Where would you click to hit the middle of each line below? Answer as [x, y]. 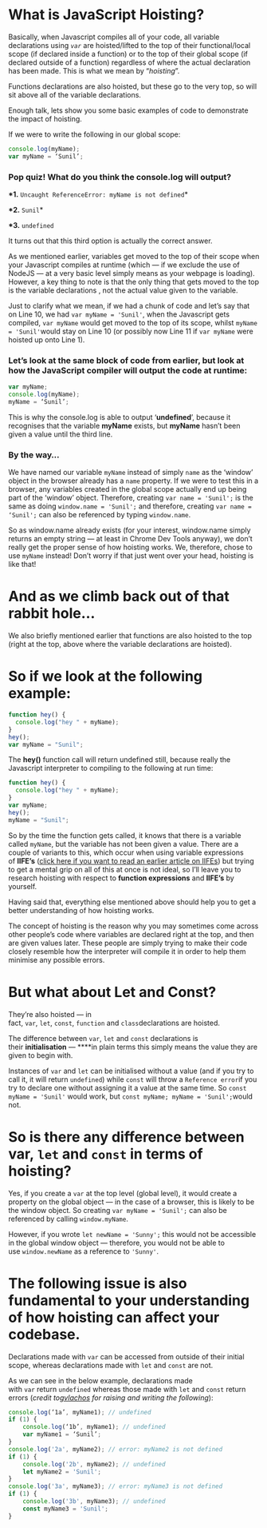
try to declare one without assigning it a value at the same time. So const [128, 1087]
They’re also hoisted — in [50, 1014]
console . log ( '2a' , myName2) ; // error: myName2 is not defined [116, 1449]
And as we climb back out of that [119, 596]
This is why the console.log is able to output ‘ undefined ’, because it [120, 417]
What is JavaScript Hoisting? [106, 15]
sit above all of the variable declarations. [75, 94]
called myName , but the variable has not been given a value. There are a [124, 844]
